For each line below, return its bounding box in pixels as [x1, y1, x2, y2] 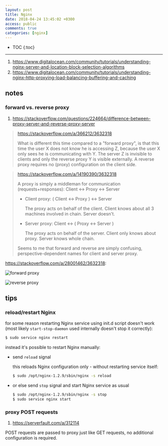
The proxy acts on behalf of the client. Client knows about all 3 [24, 205, 154, 211]
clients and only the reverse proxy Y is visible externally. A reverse [17, 156, 154, 162]
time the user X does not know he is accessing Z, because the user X [17, 145, 160, 151]
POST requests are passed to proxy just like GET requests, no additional [5, 429, 153, 435]
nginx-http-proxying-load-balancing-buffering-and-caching [12, 74, 136, 80]
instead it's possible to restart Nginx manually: [5, 344, 101, 350]
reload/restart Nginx [5, 309, 56, 315]
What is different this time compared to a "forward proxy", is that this [17, 140, 159, 146]
